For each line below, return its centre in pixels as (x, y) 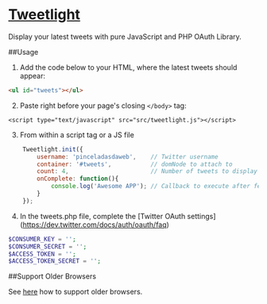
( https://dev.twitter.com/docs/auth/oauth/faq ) (94, 225)
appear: (33, 75)
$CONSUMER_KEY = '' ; (43, 239)
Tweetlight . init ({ (53, 149)
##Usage (23, 52)
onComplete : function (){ (78, 179)
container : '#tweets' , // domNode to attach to (135, 164)
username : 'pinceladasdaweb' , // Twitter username (128, 156)
